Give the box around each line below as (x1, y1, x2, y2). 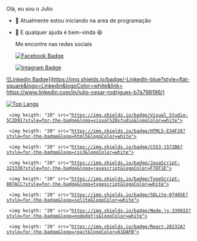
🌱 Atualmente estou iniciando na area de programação (15, 17, 152, 24)
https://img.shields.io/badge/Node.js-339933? (71, 208, 191, 214)
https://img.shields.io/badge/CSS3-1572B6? (71, 144, 183, 150)
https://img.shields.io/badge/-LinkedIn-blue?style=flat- (52, 76, 190, 83)
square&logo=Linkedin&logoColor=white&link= (6, 82, 123, 89)
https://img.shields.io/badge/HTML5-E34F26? (71, 128, 186, 134)
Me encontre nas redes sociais (15, 41, 92, 47)
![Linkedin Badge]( (6, 76, 53, 83)
